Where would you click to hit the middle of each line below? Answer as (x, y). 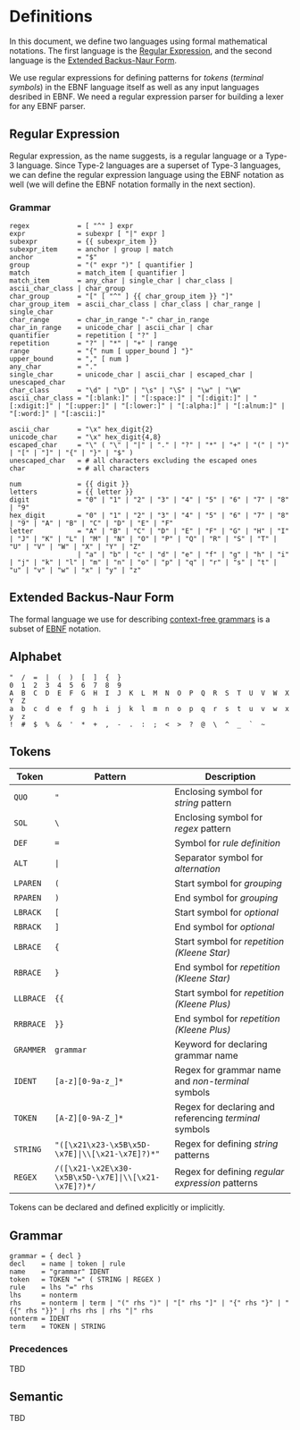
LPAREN (28, 884)
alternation (197, 869)
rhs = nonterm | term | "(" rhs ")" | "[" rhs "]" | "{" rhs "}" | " (150, 1303)
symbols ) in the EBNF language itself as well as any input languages (134, 87)
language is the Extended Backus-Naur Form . (93, 60)
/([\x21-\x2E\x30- (94, 1168)
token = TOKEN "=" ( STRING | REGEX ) (86, 1280)
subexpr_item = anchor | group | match (92, 250)
